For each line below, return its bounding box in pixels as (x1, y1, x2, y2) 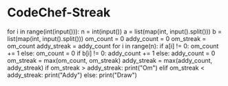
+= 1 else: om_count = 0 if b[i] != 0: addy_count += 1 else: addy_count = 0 (7, 49, 216, 57)
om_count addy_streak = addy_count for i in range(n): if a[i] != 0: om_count (7, 42, 219, 50)
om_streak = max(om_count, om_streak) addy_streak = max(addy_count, (7, 56, 213, 64)
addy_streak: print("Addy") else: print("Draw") (7, 70, 138, 79)
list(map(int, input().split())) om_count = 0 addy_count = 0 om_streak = (7, 34, 207, 42)
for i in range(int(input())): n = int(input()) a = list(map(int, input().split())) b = (7, 27, 222, 35)
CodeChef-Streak (7, 5, 111, 20)
